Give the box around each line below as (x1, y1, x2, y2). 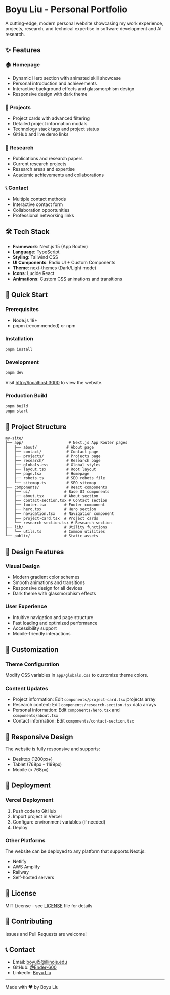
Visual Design (5, 562, 40, 569)
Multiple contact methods (12, 196, 66, 202)
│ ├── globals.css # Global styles (5, 463, 101, 468)
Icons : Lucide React (12, 270, 55, 277)
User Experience (5, 603, 47, 610)
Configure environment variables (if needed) (12, 818, 106, 825)
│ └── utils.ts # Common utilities (5, 529, 105, 534)
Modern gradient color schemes (12, 574, 80, 580)
